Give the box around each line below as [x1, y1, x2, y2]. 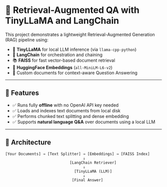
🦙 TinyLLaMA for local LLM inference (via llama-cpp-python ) [12, 46, 137, 52]
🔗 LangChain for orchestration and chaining [12, 52, 103, 58]
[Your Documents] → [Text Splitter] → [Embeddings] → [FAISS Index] [5, 151, 150, 156]
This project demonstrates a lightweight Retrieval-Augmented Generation [5, 31, 155, 37]
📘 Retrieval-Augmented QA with [5, 4, 140, 16]
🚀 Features [5, 89, 39, 97]
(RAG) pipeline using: [5, 37, 49, 43]
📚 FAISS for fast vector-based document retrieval [12, 57, 115, 63]
